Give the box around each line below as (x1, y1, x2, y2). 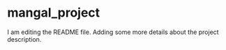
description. (7, 35, 42, 43)
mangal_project (7, 5, 100, 21)
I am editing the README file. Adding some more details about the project (7, 28, 219, 36)
